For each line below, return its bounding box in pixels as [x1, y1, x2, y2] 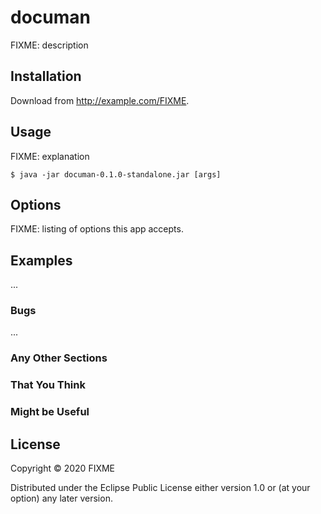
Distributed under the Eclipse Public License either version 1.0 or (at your [10, 482, 311, 494]
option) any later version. [10, 492, 113, 505]
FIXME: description [10, 39, 89, 51]
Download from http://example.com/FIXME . [10, 94, 190, 106]
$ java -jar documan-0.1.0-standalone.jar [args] [10, 169, 222, 180]
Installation [10, 68, 82, 85]
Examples [10, 252, 73, 269]
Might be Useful [10, 405, 90, 419]
